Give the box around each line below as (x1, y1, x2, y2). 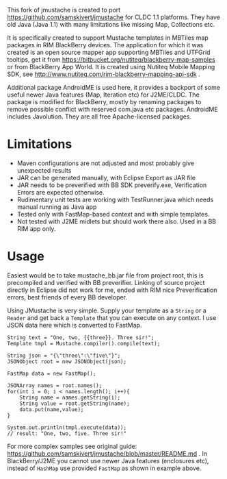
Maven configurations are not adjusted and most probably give (16, 159, 195, 167)
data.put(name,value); (19, 406, 84, 413)
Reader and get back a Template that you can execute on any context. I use (7, 313, 217, 321)
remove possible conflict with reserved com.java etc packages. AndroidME (7, 106, 218, 113)
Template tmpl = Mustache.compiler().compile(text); (7, 340, 161, 347)
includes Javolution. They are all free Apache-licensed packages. (7, 112, 192, 121)
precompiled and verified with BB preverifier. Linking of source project (7, 278, 205, 286)
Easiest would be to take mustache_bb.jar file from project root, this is (7, 271, 204, 280)
